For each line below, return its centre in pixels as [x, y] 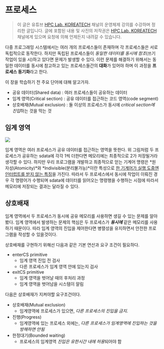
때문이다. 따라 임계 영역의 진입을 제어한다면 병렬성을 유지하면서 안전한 [81, 228]
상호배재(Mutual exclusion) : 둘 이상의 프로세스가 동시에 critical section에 [83, 105]
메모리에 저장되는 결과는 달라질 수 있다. [42, 186]
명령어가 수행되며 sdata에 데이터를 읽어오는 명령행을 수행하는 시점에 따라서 [87, 180]
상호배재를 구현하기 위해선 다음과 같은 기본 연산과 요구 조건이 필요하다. [72, 245]
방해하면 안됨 [32, 329]
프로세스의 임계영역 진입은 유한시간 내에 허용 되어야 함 [70, 341]
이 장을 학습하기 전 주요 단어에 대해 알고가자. [47, 82]
